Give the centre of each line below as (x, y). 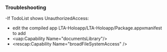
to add (19, 33)
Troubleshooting (26, 7)
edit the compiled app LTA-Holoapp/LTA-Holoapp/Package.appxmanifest (87, 28)
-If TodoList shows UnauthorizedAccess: (47, 18)
